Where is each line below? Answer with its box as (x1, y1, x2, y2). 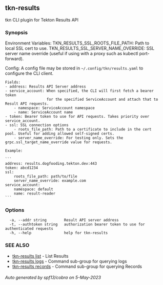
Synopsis (5, 29, 28, 36)
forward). (5, 56, 24, 62)
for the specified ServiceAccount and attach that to (46, 97, 159, 102)
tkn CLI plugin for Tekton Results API (5, 17, 79, 22)
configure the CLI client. (5, 70, 54, 76)
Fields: (5, 80, 21, 85)
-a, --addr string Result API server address (9, 218, 119, 223)
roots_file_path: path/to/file (14, 174, 78, 179)
